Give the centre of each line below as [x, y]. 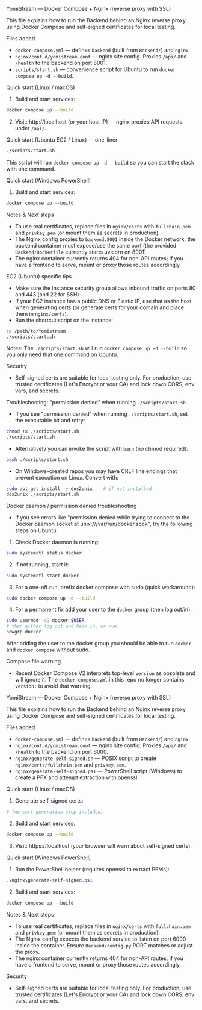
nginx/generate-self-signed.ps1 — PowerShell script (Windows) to [98, 771]
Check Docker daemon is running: [57, 542]
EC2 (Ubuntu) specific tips [39, 276]
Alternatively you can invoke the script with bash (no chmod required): [101, 449]
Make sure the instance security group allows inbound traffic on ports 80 [105, 288]
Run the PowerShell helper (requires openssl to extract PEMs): [92, 869]
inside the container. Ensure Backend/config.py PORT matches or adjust [104, 945]
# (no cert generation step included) [55, 812]
